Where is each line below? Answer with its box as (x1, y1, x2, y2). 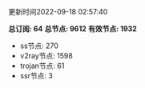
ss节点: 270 (19, 41, 58, 50)
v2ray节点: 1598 (19, 51, 74, 60)
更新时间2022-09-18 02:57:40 (8, 7, 108, 16)
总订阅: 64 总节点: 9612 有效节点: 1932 (8, 24, 138, 34)
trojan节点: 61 (19, 61, 65, 70)
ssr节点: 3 (19, 71, 54, 80)
